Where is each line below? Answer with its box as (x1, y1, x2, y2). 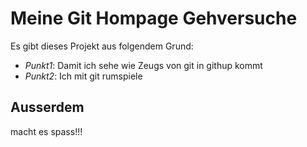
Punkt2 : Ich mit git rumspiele (24, 70, 143, 82)
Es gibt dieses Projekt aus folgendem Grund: (10, 40, 194, 52)
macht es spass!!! (10, 125, 83, 137)
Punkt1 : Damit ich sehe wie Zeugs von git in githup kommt (24, 59, 263, 71)
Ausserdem (10, 99, 85, 116)
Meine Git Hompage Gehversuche (10, 7, 298, 30)
